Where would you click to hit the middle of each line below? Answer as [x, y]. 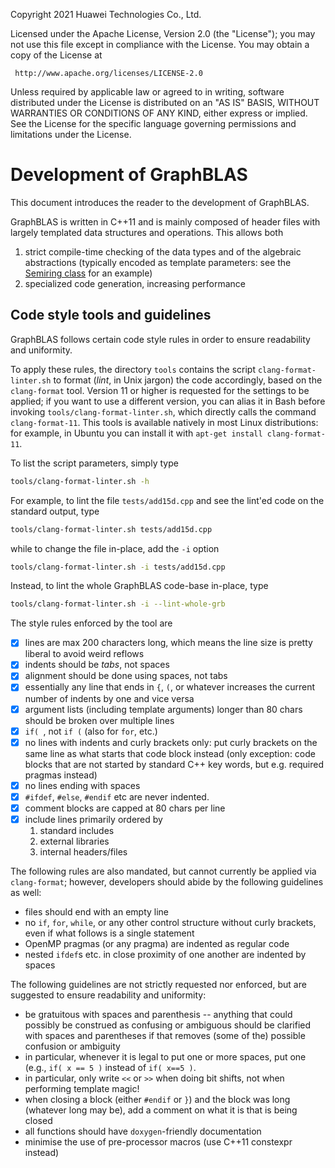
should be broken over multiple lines [99, 720]
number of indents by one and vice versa [109, 698]
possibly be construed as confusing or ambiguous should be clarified [168, 1025]
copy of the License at [56, 55]
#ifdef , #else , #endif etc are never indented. [117, 796]
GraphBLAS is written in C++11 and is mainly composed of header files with [165, 221]
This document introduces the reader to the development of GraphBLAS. [160, 202]
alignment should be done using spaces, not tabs [126, 676]
